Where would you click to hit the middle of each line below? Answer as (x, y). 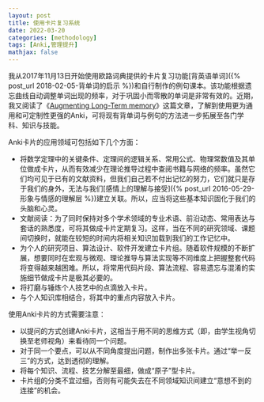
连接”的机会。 (42, 390)
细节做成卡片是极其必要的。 (72, 277)
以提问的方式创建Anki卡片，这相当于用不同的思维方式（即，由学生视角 (134, 331)
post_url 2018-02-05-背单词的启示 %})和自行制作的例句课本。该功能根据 (126, 85)
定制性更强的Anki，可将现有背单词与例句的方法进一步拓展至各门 (133, 115)
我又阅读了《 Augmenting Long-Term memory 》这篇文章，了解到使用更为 (127, 105)
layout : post (30, 15)
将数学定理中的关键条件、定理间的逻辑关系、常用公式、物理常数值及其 (134, 159)
